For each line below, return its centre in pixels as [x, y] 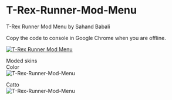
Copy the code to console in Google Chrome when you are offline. [86, 38]
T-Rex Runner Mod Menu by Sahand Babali [58, 26]
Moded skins [22, 61]
